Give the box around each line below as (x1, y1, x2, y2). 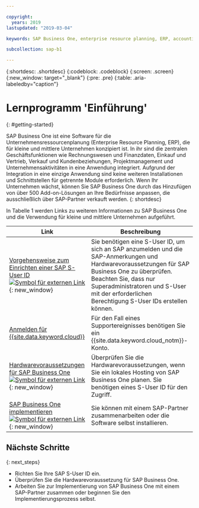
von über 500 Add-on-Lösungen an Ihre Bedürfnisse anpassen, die (6, 190, 171, 197)
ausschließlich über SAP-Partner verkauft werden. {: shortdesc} (6, 195, 162, 203)
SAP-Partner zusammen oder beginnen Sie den (14, 488, 131, 496)
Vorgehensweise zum (9, 256, 69, 264)
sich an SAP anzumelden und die (91, 245, 183, 253)
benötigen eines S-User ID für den (91, 383, 188, 392)
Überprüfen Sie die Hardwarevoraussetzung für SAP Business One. (14, 476, 179, 483)
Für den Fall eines (91, 314, 140, 323)
